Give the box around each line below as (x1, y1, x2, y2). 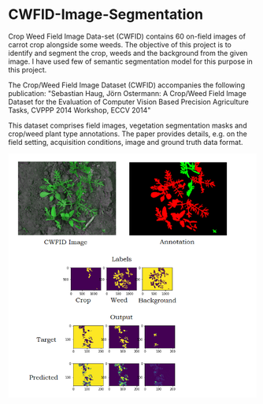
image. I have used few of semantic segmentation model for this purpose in (8, 57, 254, 66)
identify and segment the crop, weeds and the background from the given (8, 48, 248, 57)
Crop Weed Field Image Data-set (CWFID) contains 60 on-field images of (8, 32, 246, 41)
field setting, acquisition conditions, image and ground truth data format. (8, 137, 243, 146)
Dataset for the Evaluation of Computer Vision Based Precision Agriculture (8, 97, 250, 106)
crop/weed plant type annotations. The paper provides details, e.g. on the (8, 128, 248, 139)
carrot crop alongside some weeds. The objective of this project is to (8, 39, 232, 49)
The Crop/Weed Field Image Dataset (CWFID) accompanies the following (8, 80, 246, 90)
